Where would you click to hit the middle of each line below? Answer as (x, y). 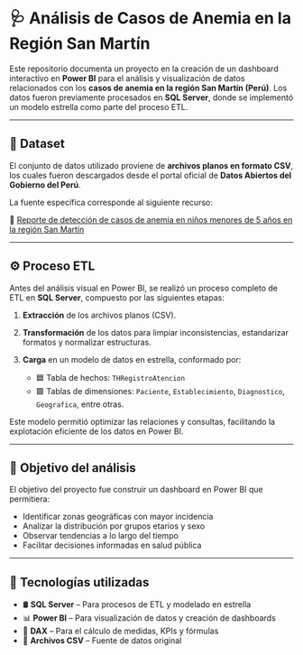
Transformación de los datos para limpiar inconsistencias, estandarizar (155, 332)
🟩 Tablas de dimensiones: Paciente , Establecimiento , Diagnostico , (161, 391)
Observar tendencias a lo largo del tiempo (100, 536)
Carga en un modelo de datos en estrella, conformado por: (132, 359)
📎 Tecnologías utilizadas (79, 582)
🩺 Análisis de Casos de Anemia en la (150, 18)
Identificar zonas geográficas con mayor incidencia (118, 517)
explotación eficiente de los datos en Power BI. (96, 431)
